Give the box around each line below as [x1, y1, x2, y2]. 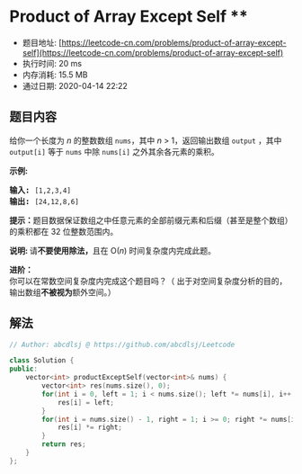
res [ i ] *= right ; [57, 423, 123, 433]
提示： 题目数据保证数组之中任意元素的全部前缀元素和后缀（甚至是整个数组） [9, 214, 293, 226]
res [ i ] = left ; [57, 398, 115, 407]
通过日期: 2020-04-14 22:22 [22, 80, 129, 91]
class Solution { [9, 356, 75, 365]
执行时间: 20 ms [22, 58, 83, 68]
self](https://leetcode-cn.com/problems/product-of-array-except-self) [22, 47, 284, 58]
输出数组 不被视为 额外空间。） [9, 286, 116, 298]
